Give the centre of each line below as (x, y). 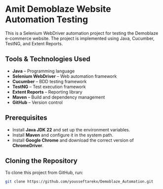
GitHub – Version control (37, 102)
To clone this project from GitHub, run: (44, 173)
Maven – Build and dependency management (59, 97)
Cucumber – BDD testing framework (49, 81)
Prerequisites (26, 118)
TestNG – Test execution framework (49, 87)
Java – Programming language (43, 71)
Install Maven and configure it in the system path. (63, 135)
